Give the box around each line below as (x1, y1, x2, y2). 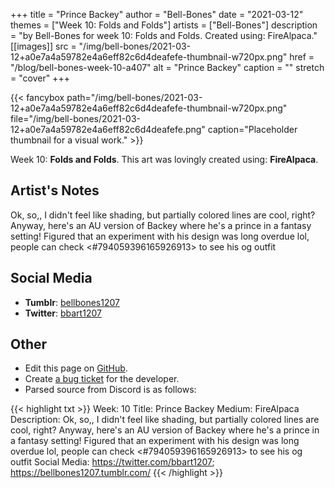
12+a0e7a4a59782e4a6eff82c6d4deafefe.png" (10, 124, 206, 135)
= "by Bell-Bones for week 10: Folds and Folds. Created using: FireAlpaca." (10, 30, 318, 41)
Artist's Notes (10, 182, 100, 199)
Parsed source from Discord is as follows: (24, 384, 197, 396)
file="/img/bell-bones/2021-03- (10, 113, 141, 124)
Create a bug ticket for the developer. (24, 373, 180, 385)
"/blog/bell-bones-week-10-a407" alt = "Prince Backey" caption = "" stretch (10, 62, 325, 73)
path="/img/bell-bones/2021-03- (66, 92, 203, 103)
